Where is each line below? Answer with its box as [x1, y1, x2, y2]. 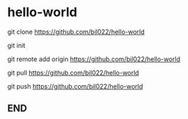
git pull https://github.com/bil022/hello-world [7, 68, 140, 77]
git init [7, 41, 26, 49]
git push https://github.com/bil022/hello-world [7, 82, 143, 90]
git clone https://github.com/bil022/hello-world [7, 27, 145, 36]
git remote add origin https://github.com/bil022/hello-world [7, 54, 181, 63]
